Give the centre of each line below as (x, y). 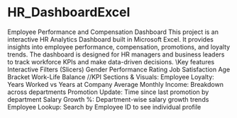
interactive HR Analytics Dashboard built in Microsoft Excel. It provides (111, 39)
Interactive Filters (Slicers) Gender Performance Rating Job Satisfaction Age (119, 69)
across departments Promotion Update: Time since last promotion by (108, 92)
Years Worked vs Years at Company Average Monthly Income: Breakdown (115, 84)
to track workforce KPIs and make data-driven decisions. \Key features (111, 61)
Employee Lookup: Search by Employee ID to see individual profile (104, 107)
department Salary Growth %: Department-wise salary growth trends (108, 99)
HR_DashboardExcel (69, 12)
